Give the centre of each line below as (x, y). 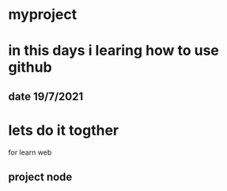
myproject (43, 15)
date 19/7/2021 (46, 96)
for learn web (30, 152)
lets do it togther (64, 130)
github (30, 67)
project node (40, 177)
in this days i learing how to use (114, 51)
